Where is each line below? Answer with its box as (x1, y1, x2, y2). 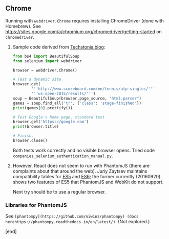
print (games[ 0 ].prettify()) (12, 105, 73, 110)
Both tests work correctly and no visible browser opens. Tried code (12, 147, 155, 153)
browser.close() (12, 138, 48, 144)
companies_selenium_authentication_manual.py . (12, 153, 113, 159)
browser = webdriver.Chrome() (12, 67, 78, 73)
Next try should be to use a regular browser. (12, 188, 106, 195)
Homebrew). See (5, 23, 41, 29)
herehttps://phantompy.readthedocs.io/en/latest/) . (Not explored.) (5, 219, 150, 225)
